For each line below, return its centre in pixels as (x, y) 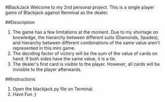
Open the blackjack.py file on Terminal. (53, 89)
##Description (20, 22)
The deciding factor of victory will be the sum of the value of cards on (85, 53)
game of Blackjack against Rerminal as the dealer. (57, 13)
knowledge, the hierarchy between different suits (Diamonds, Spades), (86, 37)
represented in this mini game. (44, 48)
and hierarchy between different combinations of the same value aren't (86, 43)
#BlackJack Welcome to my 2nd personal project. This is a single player (80, 7)
